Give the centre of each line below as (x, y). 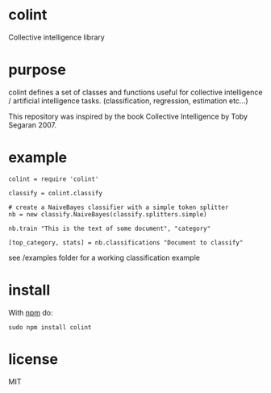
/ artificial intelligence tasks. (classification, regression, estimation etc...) (128, 100)
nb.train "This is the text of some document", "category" (110, 228)
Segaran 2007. (33, 125)
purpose (37, 70)
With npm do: (31, 312)
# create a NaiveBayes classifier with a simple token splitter (119, 207)
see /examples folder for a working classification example (104, 257)
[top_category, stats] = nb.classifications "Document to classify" (126, 242)
